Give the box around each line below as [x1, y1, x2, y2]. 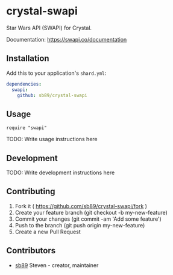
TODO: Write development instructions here [6, 169, 115, 176]
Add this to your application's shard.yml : [6, 69, 107, 77]
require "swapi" [6, 125, 47, 131]
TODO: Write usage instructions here [6, 136, 98, 143]
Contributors [6, 245, 56, 256]
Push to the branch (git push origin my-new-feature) [14, 221, 145, 229]
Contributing [6, 186, 55, 197]
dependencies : [6, 81, 42, 87]
